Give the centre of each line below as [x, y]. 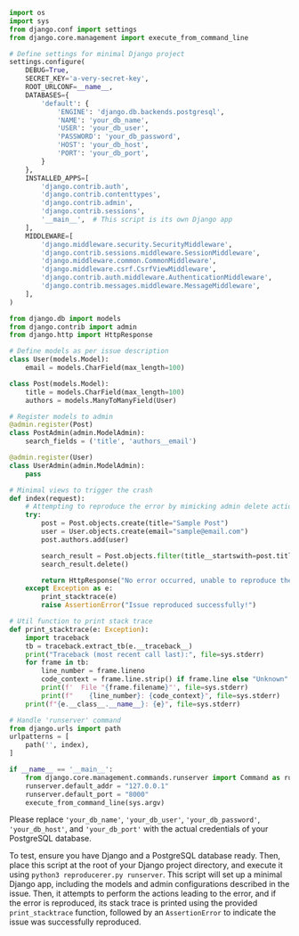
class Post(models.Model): [59, 383]
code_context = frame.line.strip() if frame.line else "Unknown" [165, 679]
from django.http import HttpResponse [81, 335]
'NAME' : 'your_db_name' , [103, 120]
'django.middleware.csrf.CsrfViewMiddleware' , [129, 269]
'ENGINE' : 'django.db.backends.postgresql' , [141, 111]
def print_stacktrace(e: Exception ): [79, 629]
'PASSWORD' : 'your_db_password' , [118, 137]
